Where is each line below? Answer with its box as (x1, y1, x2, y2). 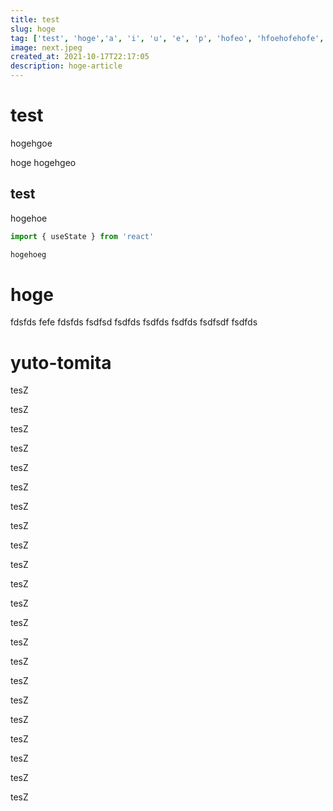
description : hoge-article (10, 61, 123, 71)
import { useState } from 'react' (10, 231, 155, 241)
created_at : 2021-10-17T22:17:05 (10, 52, 150, 62)
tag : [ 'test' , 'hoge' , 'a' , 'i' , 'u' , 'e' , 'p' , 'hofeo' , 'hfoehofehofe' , (10, 33, 325, 43)
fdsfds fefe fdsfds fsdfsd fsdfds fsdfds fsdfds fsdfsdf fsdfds (10, 316, 258, 328)
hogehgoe (10, 137, 53, 149)
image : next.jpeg (10, 42, 83, 53)
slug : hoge (10, 24, 56, 34)
